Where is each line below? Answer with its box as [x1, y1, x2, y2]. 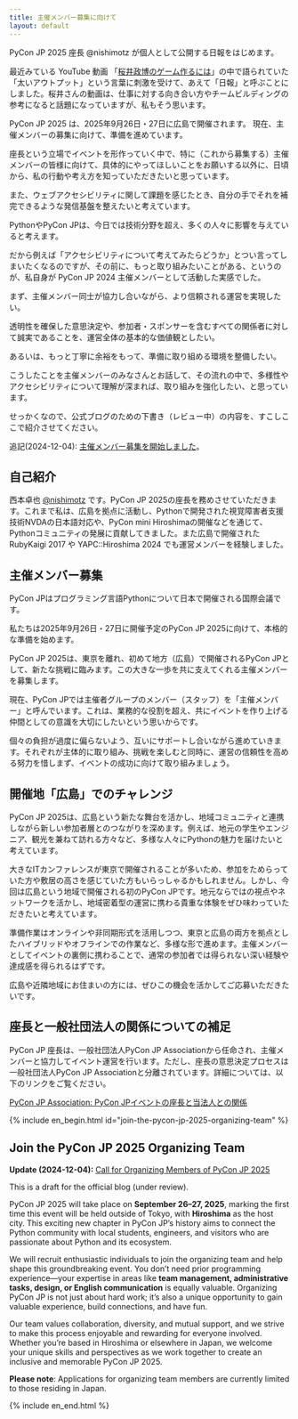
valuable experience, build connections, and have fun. [9, 1301, 208, 1311]
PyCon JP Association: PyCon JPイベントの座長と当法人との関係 [9, 1097, 247, 1107]
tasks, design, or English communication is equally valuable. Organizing [9, 1282, 278, 1293]
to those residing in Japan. [9, 1383, 107, 1393]
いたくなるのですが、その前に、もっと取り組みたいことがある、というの [16, 260, 282, 272]
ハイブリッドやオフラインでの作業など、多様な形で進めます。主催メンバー [16, 938, 289, 949]
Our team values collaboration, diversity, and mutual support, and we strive [9, 1318, 285, 1329]
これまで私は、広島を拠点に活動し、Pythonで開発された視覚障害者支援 [23, 506, 285, 516]
